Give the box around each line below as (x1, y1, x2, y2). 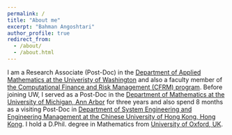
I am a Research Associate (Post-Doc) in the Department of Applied (7, 67, 201, 77)
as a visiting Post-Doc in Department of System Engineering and (7, 105, 192, 113)
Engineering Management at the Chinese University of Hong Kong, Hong (7, 112, 216, 120)
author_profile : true (7, 29, 70, 37)
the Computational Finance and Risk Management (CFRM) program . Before (7, 83, 223, 91)
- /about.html (13, 49, 54, 56)
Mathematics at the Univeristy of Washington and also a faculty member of (7, 75, 223, 84)
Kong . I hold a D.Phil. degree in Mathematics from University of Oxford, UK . (7, 120, 223, 128)
